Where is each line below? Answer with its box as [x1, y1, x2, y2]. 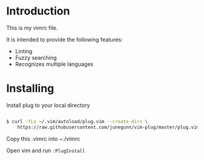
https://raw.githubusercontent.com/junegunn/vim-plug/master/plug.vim [17, 124, 200, 130]
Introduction [6, 4, 70, 18]
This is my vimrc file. [6, 24, 58, 31]
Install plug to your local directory [6, 101, 90, 109]
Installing [6, 82, 55, 95]
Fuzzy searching [15, 54, 57, 61]
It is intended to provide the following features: [6, 36, 123, 43]
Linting [15, 47, 33, 55]
